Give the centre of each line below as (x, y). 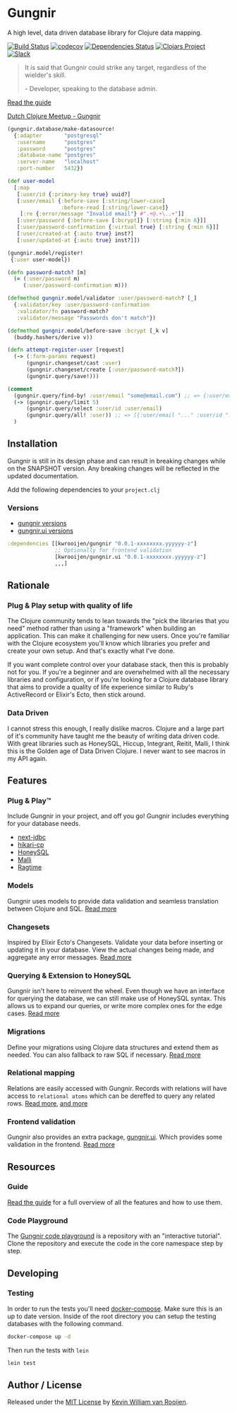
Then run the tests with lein (48, 1350)
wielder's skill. (45, 75)
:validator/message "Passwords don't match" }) (86, 318)
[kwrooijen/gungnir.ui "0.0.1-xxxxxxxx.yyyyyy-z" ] (130, 557)
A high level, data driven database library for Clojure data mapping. (105, 32)
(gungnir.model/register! (45, 253)
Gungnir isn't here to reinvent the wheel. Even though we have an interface (116, 991)
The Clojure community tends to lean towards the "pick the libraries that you (118, 621)
